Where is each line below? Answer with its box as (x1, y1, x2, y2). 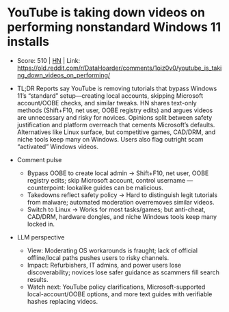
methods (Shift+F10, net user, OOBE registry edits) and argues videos (16, 106, 213, 114)
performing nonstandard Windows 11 (7, 19, 221, 35)
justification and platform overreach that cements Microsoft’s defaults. (16, 120, 215, 129)
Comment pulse (16, 155, 62, 164)
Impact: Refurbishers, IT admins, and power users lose (27, 261, 182, 269)
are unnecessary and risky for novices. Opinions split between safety (16, 113, 213, 121)
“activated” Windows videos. (16, 142, 99, 151)
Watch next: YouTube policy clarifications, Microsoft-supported (27, 283, 206, 291)
